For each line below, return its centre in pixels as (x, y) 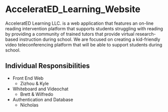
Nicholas (29, 105)
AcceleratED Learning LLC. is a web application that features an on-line (79, 23)
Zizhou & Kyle (34, 83)
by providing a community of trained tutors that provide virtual (70, 34)
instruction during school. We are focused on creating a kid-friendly (90, 39)
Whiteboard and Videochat (40, 89)
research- (146, 34)
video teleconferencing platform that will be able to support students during (84, 44)
